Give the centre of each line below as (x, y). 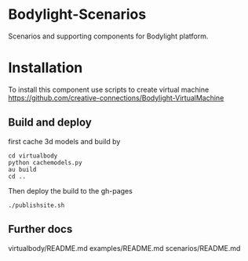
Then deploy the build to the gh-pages (71, 190)
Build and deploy (50, 123)
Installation (46, 68)
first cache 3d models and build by (64, 141)
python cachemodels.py (45, 162)
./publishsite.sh (36, 205)
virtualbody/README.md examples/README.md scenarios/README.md (124, 248)
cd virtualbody (33, 156)
